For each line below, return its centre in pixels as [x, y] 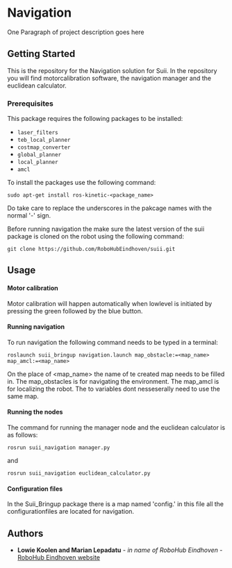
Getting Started [41, 54]
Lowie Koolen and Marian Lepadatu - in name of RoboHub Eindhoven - [120, 550]
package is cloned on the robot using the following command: [96, 236]
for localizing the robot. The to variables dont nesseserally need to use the [114, 389]
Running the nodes [35, 412]
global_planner [39, 155]
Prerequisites [30, 104]
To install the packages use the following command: [82, 183]
